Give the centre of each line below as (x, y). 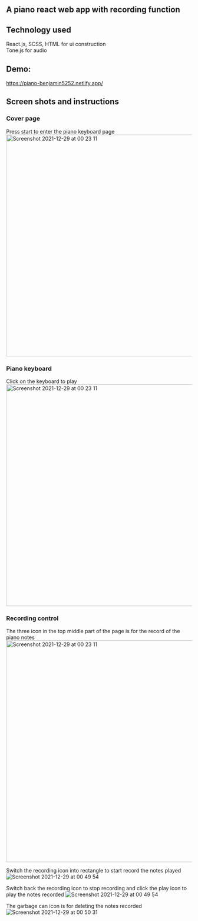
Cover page (23, 119)
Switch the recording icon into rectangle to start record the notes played (94, 871)
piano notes (21, 637)
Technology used (39, 30)
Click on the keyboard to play (42, 381)
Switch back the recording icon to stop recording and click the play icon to (97, 888)
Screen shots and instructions (62, 102)
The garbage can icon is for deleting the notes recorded (74, 906)
